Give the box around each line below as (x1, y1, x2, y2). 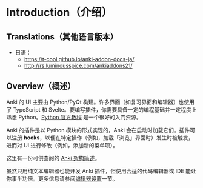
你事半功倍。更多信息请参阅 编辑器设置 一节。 (6, 175, 118, 182)
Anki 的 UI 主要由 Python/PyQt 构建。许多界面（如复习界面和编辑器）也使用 (6, 98, 195, 106)
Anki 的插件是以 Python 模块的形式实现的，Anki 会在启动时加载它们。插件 (6, 126, 190, 133)
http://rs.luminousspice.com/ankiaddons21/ (24, 62, 133, 69)
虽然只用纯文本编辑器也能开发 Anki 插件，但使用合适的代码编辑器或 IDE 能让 (6, 167, 197, 175)
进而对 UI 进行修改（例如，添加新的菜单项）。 (6, 141, 119, 149)
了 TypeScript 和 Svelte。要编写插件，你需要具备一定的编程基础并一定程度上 (6, 106, 197, 113)
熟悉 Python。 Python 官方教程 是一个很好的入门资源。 (6, 113, 142, 121)
